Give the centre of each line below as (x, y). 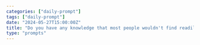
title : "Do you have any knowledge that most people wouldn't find (92, 28)
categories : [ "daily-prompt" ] (44, 11)
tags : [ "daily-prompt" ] (36, 17)
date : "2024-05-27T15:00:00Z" (44, 22)
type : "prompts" (26, 33)
